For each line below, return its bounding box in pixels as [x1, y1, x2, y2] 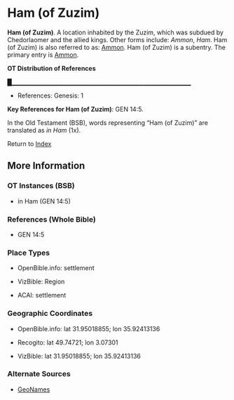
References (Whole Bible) [7, 214, 96, 224]
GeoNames [17, 385, 50, 394]
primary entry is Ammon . [7, 51, 79, 59]
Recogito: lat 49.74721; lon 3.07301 [17, 338, 118, 347]
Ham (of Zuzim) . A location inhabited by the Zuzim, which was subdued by [7, 28, 224, 36]
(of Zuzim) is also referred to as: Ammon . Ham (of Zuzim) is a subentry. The [7, 43, 226, 51]
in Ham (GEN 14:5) [17, 196, 71, 205]
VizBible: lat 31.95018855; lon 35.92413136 [17, 352, 142, 360]
